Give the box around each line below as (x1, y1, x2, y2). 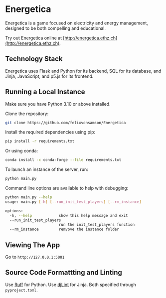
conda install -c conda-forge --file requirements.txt (5, 157, 122, 162)
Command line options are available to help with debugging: (5, 185, 129, 191)
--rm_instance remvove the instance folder (9, 227, 120, 232)
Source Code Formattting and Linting (5, 268, 122, 277)
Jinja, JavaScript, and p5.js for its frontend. (5, 73, 94, 79)
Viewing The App (5, 241, 60, 249)
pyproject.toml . (5, 287, 38, 293)
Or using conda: (5, 148, 38, 154)
